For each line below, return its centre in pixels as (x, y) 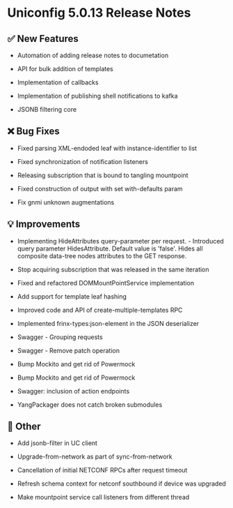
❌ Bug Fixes (34, 132)
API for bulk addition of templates (65, 69)
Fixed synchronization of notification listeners (82, 161)
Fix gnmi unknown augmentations (66, 202)
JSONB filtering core (47, 109)
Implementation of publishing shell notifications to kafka (98, 96)
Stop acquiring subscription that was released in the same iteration (113, 269)
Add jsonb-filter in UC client (57, 443)
